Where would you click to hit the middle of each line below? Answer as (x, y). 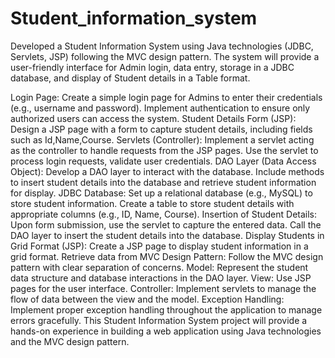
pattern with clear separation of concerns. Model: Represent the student (159, 267)
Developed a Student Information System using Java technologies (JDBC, (162, 46)
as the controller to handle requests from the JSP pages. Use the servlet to (164, 150)
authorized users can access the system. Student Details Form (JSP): (153, 118)
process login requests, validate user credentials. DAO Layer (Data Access (163, 161)
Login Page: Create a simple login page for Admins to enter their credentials (166, 97)
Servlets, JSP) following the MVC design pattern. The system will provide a (165, 56)
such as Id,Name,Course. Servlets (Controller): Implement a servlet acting (162, 139)
